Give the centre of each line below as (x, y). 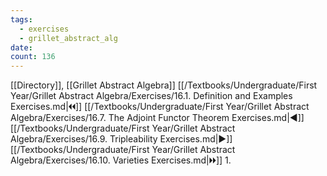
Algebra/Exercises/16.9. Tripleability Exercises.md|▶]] (121, 139)
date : (21, 47)
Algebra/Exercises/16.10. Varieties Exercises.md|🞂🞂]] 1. (121, 160)
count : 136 (33, 57)
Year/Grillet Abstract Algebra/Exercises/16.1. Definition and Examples (151, 96)
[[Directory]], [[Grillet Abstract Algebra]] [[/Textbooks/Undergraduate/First (164, 85)
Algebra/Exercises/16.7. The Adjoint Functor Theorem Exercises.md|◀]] (157, 118)
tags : (21, 19)
